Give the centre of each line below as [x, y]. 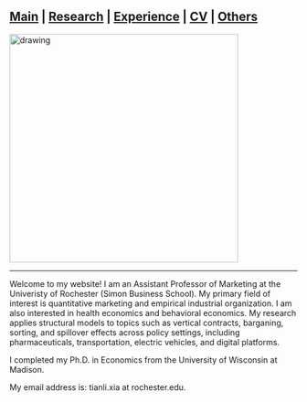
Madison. [27, 369]
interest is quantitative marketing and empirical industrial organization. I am [151, 303]
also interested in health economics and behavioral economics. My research [153, 312]
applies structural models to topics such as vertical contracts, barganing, [147, 323]
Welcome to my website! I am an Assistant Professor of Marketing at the [145, 283]
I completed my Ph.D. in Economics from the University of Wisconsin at [143, 360]
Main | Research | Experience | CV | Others [134, 17]
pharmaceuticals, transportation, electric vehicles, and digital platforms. [145, 342]
